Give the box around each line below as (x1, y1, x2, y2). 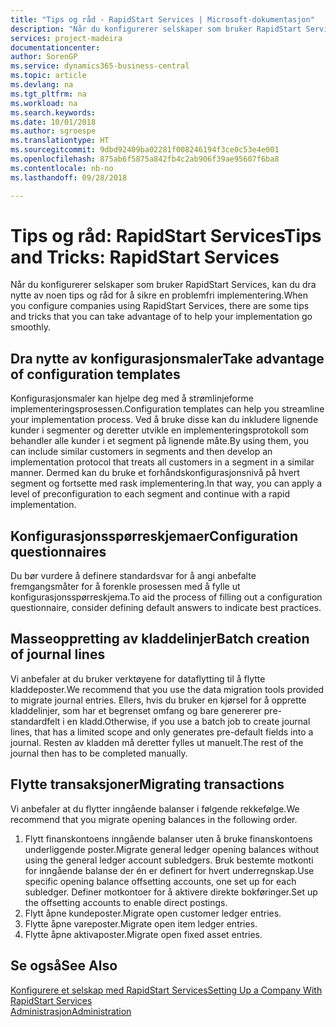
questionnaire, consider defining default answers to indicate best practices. (10, 602, 322, 614)
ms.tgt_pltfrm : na (10, 89, 87, 99)
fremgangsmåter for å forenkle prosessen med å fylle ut (10, 581, 241, 593)
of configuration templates (10, 366, 181, 383)
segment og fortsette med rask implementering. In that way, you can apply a (10, 477, 322, 490)
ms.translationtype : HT (10, 136, 110, 146)
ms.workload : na (10, 98, 78, 108)
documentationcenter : (10, 42, 101, 53)
